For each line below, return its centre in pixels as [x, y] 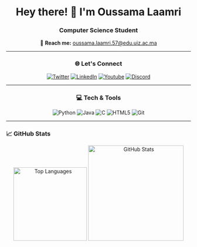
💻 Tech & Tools [98, 97]
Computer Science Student [98, 31]
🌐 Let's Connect [98, 64]
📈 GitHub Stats [28, 133]
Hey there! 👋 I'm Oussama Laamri [98, 12]
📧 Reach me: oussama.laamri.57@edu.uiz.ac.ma [98, 43]
